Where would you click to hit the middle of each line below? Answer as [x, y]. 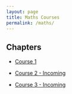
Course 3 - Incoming [40, 85]
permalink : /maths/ [30, 23]
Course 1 [26, 62]
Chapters [24, 47]
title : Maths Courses [33, 17]
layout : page [22, 12]
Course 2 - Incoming [40, 73]
